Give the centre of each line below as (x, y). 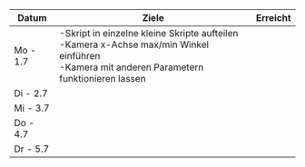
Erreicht (273, 18)
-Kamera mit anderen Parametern (131, 67)
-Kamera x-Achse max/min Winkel (134, 44)
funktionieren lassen (103, 79)
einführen (79, 56)
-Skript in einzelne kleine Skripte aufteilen (148, 33)
